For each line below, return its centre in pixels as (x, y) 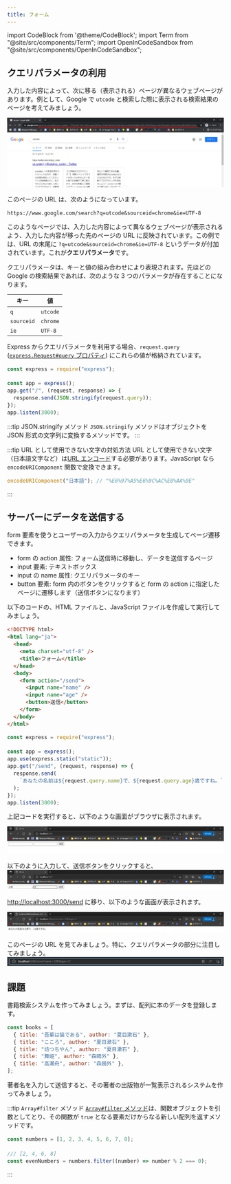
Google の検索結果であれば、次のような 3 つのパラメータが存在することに (112, 276)
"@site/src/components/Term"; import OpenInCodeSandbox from (100, 42)
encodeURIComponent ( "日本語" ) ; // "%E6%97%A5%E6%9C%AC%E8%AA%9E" (101, 481)
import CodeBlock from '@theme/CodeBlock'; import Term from (98, 35)
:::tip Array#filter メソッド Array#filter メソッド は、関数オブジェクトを (111, 1108)
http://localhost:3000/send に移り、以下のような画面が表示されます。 (106, 902)
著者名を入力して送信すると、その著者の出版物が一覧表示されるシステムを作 (115, 1085)
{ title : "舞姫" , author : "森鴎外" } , (66, 1056)
